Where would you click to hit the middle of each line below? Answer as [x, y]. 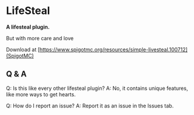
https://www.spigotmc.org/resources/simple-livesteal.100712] [114, 49]
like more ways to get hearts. [41, 94]
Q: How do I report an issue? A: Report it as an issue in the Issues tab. [90, 106]
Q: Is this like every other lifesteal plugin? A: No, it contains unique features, [97, 88]
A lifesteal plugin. [28, 27]
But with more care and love [40, 38]
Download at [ [23, 49]
